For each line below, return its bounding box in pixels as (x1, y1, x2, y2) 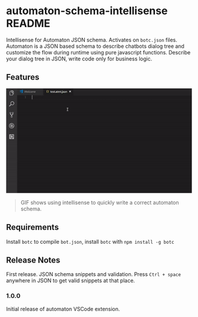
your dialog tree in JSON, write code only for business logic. (6, 55, 153, 62)
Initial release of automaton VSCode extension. (6, 305, 120, 312)
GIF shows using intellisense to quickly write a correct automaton (20, 199, 179, 206)
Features (6, 72, 39, 82)
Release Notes (6, 255, 61, 266)
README (6, 17, 51, 30)
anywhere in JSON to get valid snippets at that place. (6, 277, 136, 284)
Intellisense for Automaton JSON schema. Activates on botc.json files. (6, 36, 178, 43)
